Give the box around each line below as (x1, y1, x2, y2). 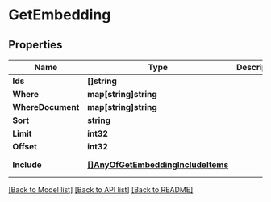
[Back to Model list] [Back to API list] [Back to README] (8, 185, 194, 195)
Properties (8, 38, 63, 52)
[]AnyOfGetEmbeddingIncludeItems (87, 159, 229, 170)
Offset (12, 141, 38, 152)
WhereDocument (12, 102, 80, 112)
